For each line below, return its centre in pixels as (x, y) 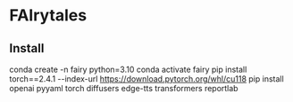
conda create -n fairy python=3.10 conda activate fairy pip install (128, 69)
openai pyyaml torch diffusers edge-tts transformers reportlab (124, 88)
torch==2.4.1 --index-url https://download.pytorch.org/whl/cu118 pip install (146, 79)
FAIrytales (48, 16)
